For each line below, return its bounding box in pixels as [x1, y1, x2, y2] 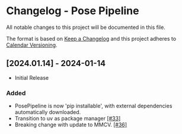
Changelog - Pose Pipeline [6, 4, 139, 18]
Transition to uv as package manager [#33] [14, 115, 121, 122]
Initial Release [14, 74, 49, 81]
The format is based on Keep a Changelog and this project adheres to [6, 35, 177, 42]
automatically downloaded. [14, 109, 81, 116]
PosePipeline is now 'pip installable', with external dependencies [14, 102, 173, 110]
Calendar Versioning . [6, 41, 58, 48]
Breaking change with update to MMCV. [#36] [14, 121, 127, 128]
